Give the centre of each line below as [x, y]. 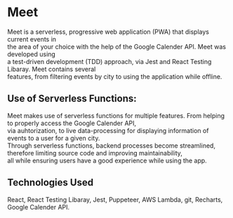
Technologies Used [50, 182]
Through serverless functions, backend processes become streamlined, [112, 146]
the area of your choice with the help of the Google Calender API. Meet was [117, 46]
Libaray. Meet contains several [52, 69]
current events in [32, 39]
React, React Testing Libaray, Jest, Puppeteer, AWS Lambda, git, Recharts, [115, 199]
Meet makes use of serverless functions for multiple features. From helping [116, 115]
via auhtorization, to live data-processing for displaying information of [108, 130]
